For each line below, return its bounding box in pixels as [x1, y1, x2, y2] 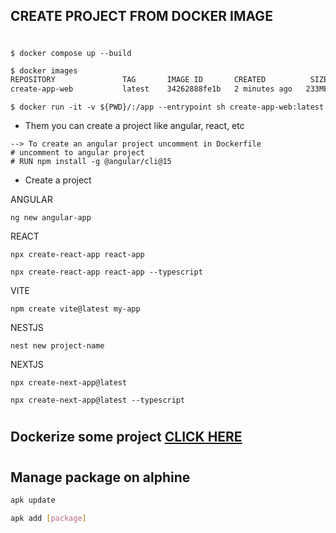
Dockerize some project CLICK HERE [10, 429, 243, 446]
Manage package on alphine [10, 469, 191, 486]
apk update [10, 495, 56, 505]
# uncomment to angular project [10, 148, 145, 158]
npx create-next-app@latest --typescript [10, 395, 186, 406]
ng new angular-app [10, 213, 92, 223]
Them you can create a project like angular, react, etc [24, 120, 245, 132]
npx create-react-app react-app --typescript [10, 267, 203, 278]
